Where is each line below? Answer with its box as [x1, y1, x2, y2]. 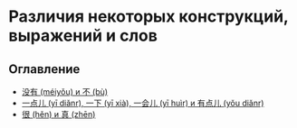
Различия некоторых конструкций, [8, 6, 289, 27]
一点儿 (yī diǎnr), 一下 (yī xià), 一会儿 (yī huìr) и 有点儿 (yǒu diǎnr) [21, 97, 264, 108]
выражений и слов [8, 25, 158, 46]
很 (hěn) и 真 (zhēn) [21, 109, 96, 119]
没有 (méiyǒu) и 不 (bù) [21, 87, 109, 96]
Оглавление [8, 61, 81, 77]
